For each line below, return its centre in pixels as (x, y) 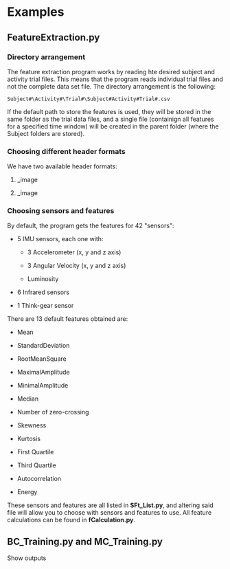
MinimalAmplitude (43, 386)
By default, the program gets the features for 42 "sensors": (91, 226)
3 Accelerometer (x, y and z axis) (74, 252)
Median (28, 399)
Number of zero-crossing (53, 412)
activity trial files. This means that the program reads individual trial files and (115, 79)
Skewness (32, 425)
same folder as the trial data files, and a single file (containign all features (111, 119)
